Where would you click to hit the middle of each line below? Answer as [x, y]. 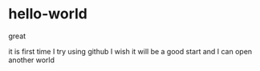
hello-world [48, 14]
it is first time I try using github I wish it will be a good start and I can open [130, 51]
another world [31, 60]
